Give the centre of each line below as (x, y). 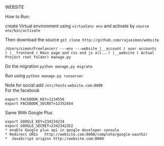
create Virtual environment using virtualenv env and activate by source (77, 26)
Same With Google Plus (29, 113)
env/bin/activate (23, 31)
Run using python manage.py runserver (44, 76)
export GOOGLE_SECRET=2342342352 (39, 126)
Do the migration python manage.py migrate (49, 66)
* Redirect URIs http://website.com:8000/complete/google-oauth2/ (76, 134)
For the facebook (23, 90)
